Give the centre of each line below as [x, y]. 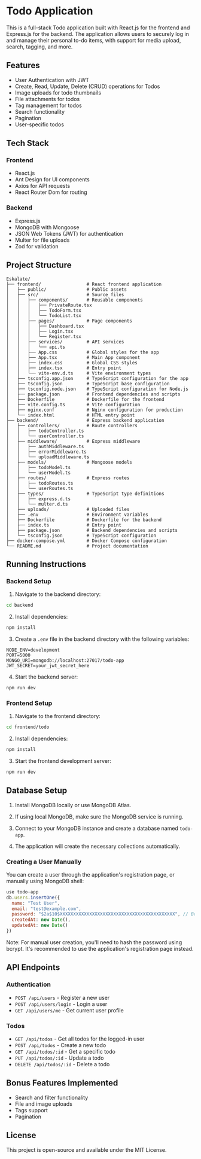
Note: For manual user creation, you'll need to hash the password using [94, 942]
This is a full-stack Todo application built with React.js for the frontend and [98, 28]
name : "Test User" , [36, 903]
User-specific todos [39, 124]
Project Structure [39, 265]
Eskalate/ [19, 279]
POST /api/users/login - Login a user [61, 1004]
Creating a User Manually [44, 862]
